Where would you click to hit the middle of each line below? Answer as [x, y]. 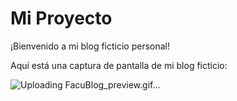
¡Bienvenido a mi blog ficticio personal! [90, 46]
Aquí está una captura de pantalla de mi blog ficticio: [119, 65]
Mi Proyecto [61, 18]
